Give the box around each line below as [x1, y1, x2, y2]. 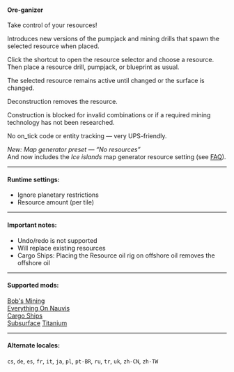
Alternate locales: [7, 341, 61, 350]
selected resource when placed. [7, 42, 100, 50]
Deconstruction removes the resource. [7, 98, 118, 106]
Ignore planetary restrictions [17, 191, 100, 199]
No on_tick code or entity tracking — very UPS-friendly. [7, 132, 167, 140]
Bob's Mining [7, 297, 45, 305]
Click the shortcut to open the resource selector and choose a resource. [7, 56, 214, 64]
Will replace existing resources [17, 244, 106, 252]
